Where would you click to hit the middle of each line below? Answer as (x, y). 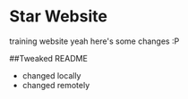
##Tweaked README (48, 58)
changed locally (51, 75)
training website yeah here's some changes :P (94, 41)
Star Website (58, 16)
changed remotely (56, 85)
